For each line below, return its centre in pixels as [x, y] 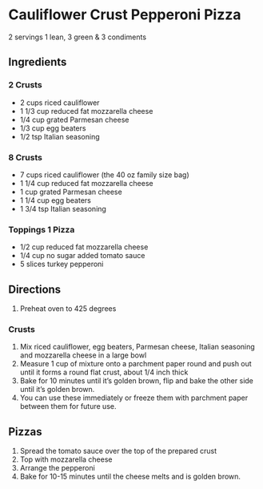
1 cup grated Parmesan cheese [71, 192]
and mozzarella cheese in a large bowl [83, 355]
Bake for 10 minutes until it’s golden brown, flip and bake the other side [137, 381]
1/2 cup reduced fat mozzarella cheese [84, 247]
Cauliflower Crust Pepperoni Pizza [125, 15]
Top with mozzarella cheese [66, 459]
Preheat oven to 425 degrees [68, 309]
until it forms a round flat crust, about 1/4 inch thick [104, 372]
